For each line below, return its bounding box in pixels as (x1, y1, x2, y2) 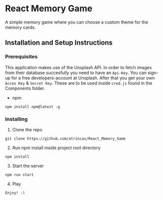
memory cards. (5, 24, 36, 30)
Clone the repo (12, 126, 43, 132)
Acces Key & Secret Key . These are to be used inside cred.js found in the (5, 80, 153, 86)
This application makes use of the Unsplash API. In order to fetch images (5, 64, 152, 70)
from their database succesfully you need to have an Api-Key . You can (5, 70, 147, 75)
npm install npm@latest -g (5, 104, 60, 109)
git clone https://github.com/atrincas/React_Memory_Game (5, 136, 126, 141)
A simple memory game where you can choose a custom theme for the (5, 19, 148, 25)
